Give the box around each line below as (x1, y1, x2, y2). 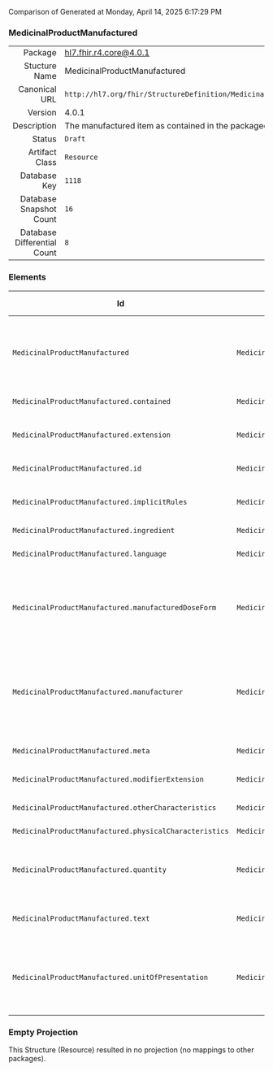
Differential (15, 237, 57, 249)
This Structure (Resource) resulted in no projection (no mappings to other (8, 1044, 254, 1055)
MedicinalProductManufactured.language (12, 549, 167, 558)
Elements (8, 271, 47, 283)
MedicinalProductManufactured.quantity (12, 865, 167, 874)
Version (27, 107, 57, 119)
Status (32, 133, 57, 145)
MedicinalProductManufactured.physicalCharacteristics (12, 826, 229, 835)
